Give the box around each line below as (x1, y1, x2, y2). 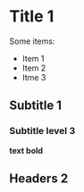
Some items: (9, 36, 55, 46)
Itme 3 (21, 71, 46, 82)
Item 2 (21, 63, 46, 73)
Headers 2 (9, 171, 69, 187)
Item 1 (21, 53, 45, 63)
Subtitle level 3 (9, 125, 76, 138)
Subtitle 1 (9, 98, 63, 113)
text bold (9, 145, 43, 155)
